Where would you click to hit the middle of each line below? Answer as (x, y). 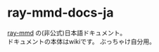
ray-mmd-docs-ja (61, 13)
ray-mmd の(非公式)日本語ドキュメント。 (67, 33)
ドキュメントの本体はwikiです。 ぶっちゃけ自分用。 (82, 41)
